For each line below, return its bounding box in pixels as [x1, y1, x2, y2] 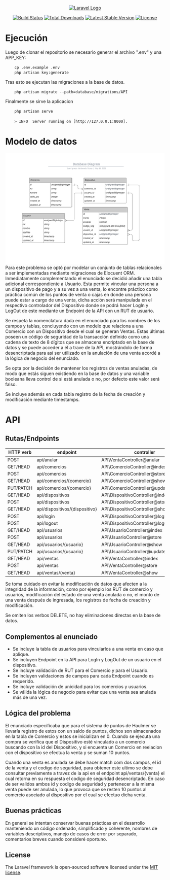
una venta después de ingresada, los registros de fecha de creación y [5, 597, 151, 603]
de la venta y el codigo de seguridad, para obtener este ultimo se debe [5, 764, 153, 771]
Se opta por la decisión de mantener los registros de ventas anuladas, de [5, 365, 158, 371]
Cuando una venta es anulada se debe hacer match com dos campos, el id [5, 759, 161, 765]
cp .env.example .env [14, 65, 60, 70]
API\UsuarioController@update [101, 548, 166, 554]
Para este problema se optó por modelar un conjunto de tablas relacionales [5, 264, 162, 270]
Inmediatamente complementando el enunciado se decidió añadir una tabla [5, 275, 162, 281]
